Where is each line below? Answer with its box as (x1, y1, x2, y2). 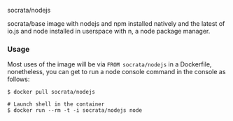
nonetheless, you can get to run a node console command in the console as (7, 68, 226, 76)
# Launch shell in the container (7, 101, 105, 108)
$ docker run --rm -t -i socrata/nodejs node (7, 107, 142, 114)
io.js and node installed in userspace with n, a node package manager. (7, 27, 211, 35)
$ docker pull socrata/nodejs (7, 89, 96, 96)
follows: (7, 75, 30, 83)
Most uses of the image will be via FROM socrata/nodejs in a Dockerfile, (7, 60, 212, 69)
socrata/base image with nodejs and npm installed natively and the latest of (7, 20, 225, 27)
